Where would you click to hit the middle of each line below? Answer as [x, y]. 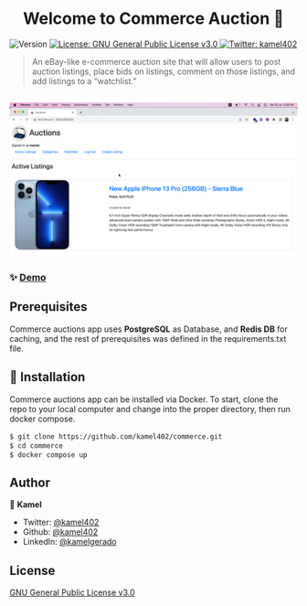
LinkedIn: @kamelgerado [69, 542]
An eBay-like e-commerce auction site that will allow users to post [156, 61]
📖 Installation [48, 377]
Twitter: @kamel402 [61, 522]
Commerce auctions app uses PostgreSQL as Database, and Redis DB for [148, 329]
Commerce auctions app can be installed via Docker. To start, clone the [144, 399]
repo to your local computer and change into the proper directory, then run [150, 409]
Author [30, 483]
